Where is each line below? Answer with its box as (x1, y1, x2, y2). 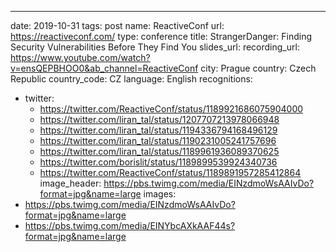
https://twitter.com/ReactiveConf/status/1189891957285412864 (39, 167, 302, 178)
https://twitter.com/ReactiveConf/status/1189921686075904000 (39, 103, 304, 115)
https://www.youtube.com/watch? (10, 52, 151, 63)
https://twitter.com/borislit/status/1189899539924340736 (39, 156, 278, 168)
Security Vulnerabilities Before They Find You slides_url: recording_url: (10, 41, 300, 53)
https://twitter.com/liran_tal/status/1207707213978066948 (39, 114, 280, 125)
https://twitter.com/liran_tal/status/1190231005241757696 (39, 135, 277, 146)
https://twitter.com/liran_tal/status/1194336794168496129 (39, 124, 278, 136)
